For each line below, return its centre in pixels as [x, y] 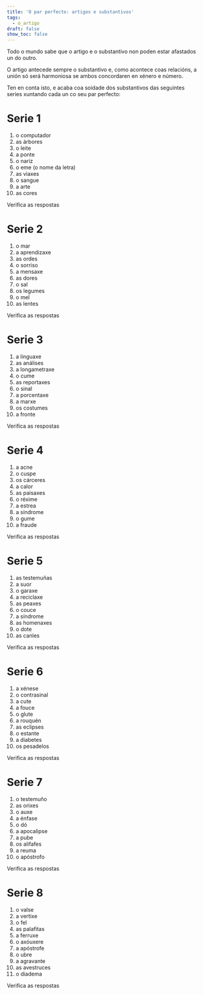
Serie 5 [25, 561]
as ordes [27, 259]
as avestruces [33, 967]
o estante [27, 733]
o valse [24, 909]
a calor [24, 486]
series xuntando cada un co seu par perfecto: [64, 94]
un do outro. [22, 58]
